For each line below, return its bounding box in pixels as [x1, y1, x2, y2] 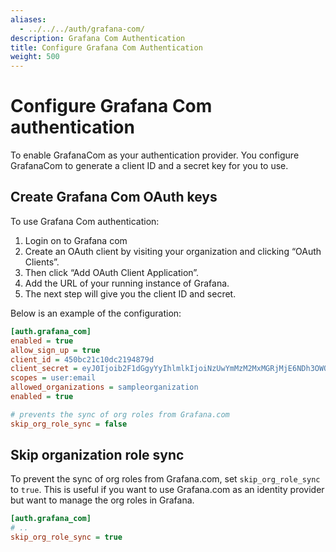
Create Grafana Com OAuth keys [10, 189, 218, 206]
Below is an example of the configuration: [10, 307, 182, 319]
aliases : [10, 14, 47, 25]
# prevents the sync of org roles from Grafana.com [10, 409, 230, 420]
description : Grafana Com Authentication [10, 33, 186, 43]
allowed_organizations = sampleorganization [10, 382, 199, 393]
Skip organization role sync [10, 447, 185, 464]
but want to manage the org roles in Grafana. [10, 494, 195, 506]
